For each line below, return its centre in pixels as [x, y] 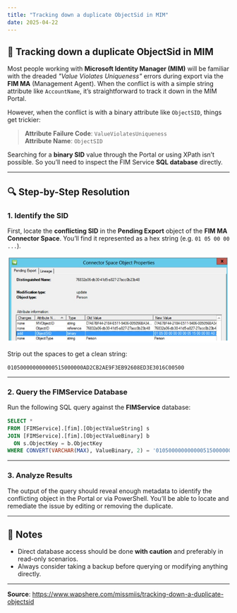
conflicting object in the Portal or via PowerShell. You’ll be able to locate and [118, 498]
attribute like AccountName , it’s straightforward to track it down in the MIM [112, 91]
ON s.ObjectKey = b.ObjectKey [58, 443]
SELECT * [20, 421]
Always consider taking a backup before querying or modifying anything [122, 566]
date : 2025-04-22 [33, 22]
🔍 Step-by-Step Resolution [69, 192]
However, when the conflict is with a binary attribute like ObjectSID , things [115, 112]
